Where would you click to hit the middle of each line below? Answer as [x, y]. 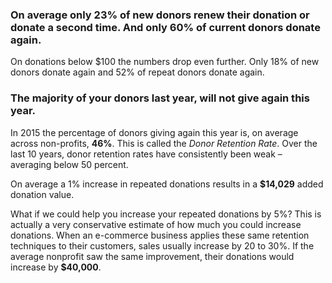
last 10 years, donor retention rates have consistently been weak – [146, 154]
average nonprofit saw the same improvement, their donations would [152, 256]
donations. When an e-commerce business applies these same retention [160, 235]
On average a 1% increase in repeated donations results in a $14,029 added [167, 184]
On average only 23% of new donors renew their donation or [160, 15]
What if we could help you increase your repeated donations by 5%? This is [166, 214]
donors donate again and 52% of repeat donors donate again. [137, 72]
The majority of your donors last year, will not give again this [160, 98]
